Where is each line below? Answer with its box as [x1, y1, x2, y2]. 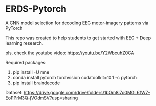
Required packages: [5, 59, 47, 65]
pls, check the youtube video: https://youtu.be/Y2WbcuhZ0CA [5, 50, 134, 56]
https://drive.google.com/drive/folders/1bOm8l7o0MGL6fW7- [23, 89, 150, 95]
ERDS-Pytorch [5, 3, 67, 15]
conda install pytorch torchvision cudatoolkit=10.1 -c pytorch [12, 74, 137, 80]
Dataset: [5, 89, 23, 95]
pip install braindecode [12, 80, 60, 86]
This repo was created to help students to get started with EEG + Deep [5, 35, 151, 41]
